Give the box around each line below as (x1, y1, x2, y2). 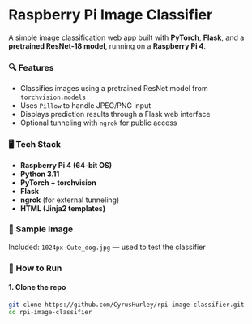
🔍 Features (8, 62, 54, 73)
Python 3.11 (19, 169, 60, 179)
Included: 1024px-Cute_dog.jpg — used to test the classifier (8, 242, 206, 252)
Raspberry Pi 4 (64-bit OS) (19, 160, 112, 170)
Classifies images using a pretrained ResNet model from (19, 84, 208, 93)
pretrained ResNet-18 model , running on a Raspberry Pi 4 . (8, 41, 207, 50)
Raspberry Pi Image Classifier (8, 6, 213, 24)
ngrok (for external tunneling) (19, 195, 120, 205)
